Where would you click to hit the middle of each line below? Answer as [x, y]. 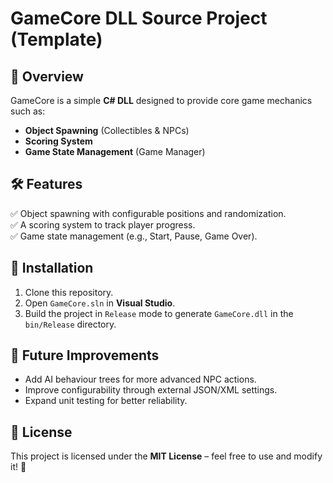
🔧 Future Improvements [85, 355]
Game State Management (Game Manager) [115, 151]
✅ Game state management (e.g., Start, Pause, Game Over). [134, 236]
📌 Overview [47, 76]
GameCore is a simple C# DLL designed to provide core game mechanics [161, 100]
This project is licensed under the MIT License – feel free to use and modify [166, 456]
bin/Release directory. [70, 324]
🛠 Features [46, 184]
